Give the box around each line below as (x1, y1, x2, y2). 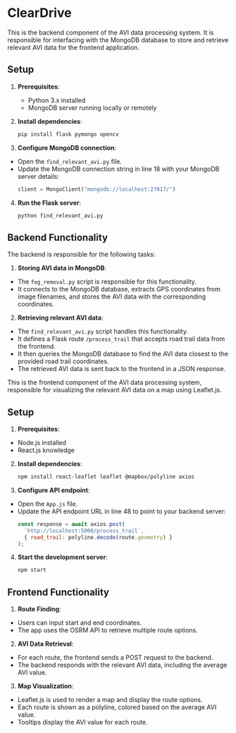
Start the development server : (17, 553, 108, 561)
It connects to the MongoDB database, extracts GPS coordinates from (17, 285, 221, 294)
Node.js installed (17, 439, 67, 446)
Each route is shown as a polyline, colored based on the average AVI (17, 703, 217, 712)
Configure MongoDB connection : (17, 143, 117, 152)
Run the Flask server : (17, 199, 82, 207)
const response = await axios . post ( (17, 520, 125, 527)
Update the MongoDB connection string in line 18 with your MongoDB (17, 164, 220, 173)
